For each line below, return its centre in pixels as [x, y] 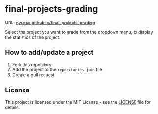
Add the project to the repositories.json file [57, 69]
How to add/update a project [49, 53]
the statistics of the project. [33, 37]
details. [12, 107]
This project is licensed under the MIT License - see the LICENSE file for [78, 102]
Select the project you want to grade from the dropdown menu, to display [79, 32]
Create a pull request [33, 75]
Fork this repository [32, 64]
